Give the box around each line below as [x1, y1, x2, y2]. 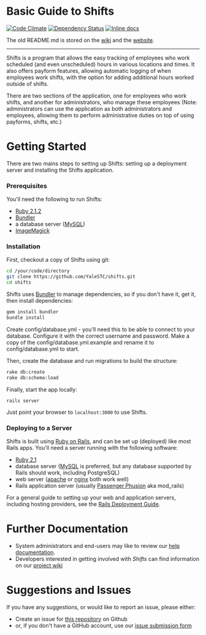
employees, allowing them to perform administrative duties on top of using [6, 112, 194, 119]
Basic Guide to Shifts [6, 4, 115, 18]
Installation [6, 242, 41, 251]
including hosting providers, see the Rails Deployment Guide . [6, 500, 161, 508]
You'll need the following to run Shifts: [6, 196, 102, 203]
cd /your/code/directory [6, 268, 70, 274]
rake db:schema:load [6, 375, 59, 381]
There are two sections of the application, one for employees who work [6, 92, 187, 99]
